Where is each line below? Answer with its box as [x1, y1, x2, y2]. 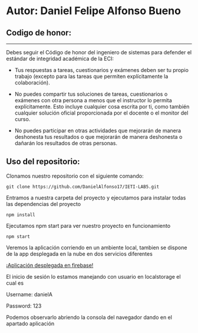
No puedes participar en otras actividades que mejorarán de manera [14, 127, 181, 134]
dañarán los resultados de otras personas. [14, 140, 118, 146]
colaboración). [14, 79, 50, 86]
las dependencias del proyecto [6, 200, 81, 207]
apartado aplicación [6, 320, 55, 327]
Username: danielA [6, 290, 53, 298]
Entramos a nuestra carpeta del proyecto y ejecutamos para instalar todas [6, 194, 186, 201]
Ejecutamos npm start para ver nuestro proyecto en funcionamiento [6, 222, 171, 229]
